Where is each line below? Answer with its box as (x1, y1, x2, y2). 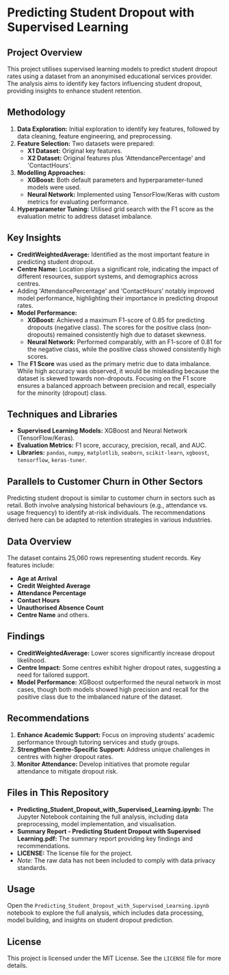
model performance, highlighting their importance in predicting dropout (16, 293, 219, 302)
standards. (16, 863, 48, 871)
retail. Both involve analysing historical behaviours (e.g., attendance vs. (7, 501, 208, 509)
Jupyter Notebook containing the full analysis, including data (16, 812, 189, 821)
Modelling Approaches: (16, 168, 85, 176)
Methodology (7, 106, 66, 118)
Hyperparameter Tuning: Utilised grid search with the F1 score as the (16, 204, 214, 213)
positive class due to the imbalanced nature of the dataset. (16, 693, 183, 701)
